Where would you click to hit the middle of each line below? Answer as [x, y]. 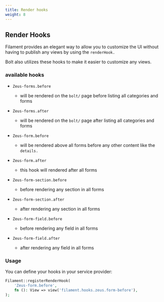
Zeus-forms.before [32, 86]
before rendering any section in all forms [62, 189]
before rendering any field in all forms [59, 228]
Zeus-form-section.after [38, 199]
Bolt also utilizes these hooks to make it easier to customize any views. [78, 62]
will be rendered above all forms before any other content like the [88, 145]
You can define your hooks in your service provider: [59, 271]
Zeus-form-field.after [36, 238]
